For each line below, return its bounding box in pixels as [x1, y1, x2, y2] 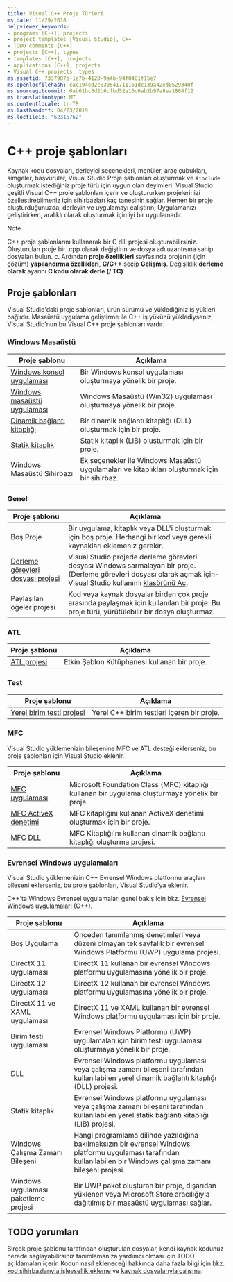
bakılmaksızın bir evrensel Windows [74, 1139, 191, 1149]
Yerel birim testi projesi [10, 707, 85, 717]
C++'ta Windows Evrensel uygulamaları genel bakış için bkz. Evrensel [7, 895, 207, 903]
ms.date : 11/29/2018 [7, 17, 67, 24]
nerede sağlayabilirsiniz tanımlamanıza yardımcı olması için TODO [7, 1251, 195, 1260]
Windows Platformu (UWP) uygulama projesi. [74, 947, 221, 957]
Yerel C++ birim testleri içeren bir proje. [92, 707, 220, 717]
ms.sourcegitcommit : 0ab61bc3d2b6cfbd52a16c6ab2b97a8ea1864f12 [7, 87, 194, 94]
